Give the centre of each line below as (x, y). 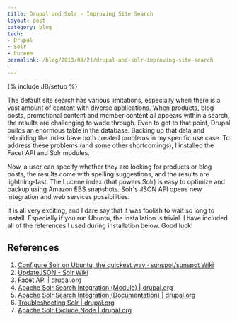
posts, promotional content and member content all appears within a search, (118, 115)
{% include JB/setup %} (42, 86)
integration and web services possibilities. (69, 196)
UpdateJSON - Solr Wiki (53, 272)
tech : (15, 34)
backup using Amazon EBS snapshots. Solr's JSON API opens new (105, 189)
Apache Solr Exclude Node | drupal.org (75, 310)
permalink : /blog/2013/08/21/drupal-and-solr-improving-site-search (110, 60)
